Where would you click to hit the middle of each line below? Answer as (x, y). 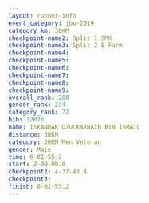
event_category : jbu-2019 (51, 23)
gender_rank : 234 (37, 105)
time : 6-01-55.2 (35, 157)
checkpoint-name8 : (39, 82)
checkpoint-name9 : (39, 90)
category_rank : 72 (39, 113)
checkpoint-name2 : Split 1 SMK (60, 38)
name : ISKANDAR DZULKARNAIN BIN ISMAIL (74, 127)
